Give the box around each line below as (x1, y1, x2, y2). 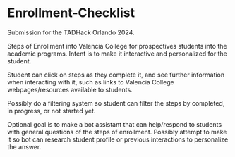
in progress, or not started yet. (7, 106, 96, 115)
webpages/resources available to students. (7, 85, 133, 94)
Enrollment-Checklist (7, 5, 135, 21)
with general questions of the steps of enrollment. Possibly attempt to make (7, 127, 227, 136)
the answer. (7, 142, 42, 151)
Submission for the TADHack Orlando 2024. (7, 28, 135, 37)
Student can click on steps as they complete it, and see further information (7, 70, 225, 79)
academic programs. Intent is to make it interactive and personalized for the (7, 49, 227, 58)
